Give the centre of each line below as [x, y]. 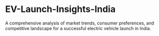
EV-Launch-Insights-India [60, 9]
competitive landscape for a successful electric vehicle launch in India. [78, 28]
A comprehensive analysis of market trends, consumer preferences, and [80, 23]
